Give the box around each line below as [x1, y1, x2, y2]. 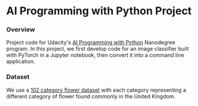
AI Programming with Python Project [6, 4, 192, 18]
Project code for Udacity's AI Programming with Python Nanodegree [6, 39, 176, 46]
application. [6, 58, 35, 65]
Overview [6, 26, 35, 34]
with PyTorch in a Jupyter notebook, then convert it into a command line [6, 52, 185, 59]
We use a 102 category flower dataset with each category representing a [6, 86, 187, 93]
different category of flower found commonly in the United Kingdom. [6, 92, 176, 99]
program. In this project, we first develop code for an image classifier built [6, 45, 189, 52]
